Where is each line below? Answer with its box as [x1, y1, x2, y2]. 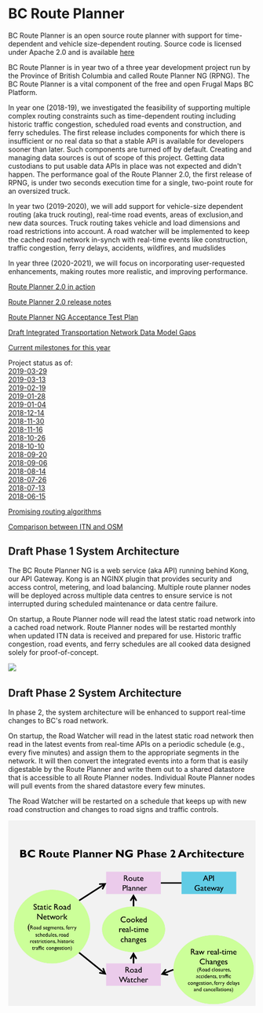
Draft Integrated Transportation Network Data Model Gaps [8, 327, 196, 337]
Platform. [8, 87, 38, 97]
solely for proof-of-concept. [8, 647, 100, 656]
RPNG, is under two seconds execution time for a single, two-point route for [8, 177, 254, 187]
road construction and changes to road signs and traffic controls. [8, 804, 219, 814]
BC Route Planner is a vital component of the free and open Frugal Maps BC [8, 79, 254, 89]
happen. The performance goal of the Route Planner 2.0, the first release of [8, 170, 253, 179]
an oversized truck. [8, 186, 71, 196]
